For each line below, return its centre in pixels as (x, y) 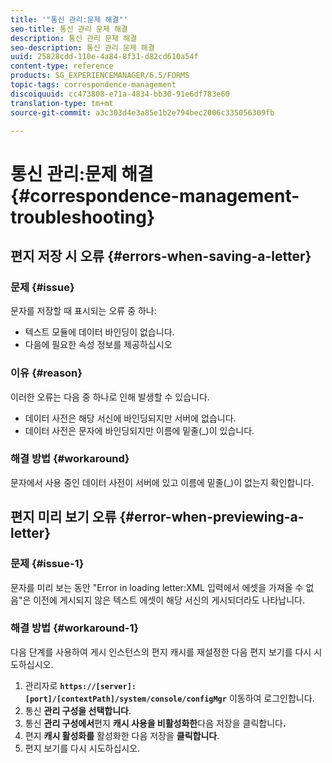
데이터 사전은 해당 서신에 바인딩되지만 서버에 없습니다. (130, 418)
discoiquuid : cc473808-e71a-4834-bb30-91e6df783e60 (120, 94)
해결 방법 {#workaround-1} (75, 628)
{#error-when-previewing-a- (212, 517)
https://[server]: (98, 686)
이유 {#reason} (46, 373)
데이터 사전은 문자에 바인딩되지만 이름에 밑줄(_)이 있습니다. (139, 430)
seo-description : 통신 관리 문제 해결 (82, 47)
